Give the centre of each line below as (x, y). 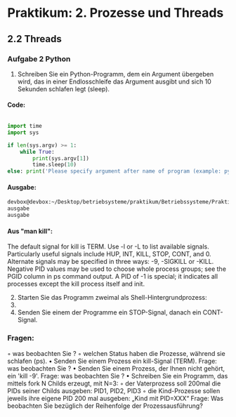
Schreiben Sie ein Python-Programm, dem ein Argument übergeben (116, 74)
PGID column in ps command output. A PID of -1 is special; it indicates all (113, 277)
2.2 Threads (34, 39)
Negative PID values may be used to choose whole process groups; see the (117, 269)
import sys (23, 132)
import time (25, 126)
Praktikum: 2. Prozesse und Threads (116, 13)
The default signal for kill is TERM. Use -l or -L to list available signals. (108, 246)
